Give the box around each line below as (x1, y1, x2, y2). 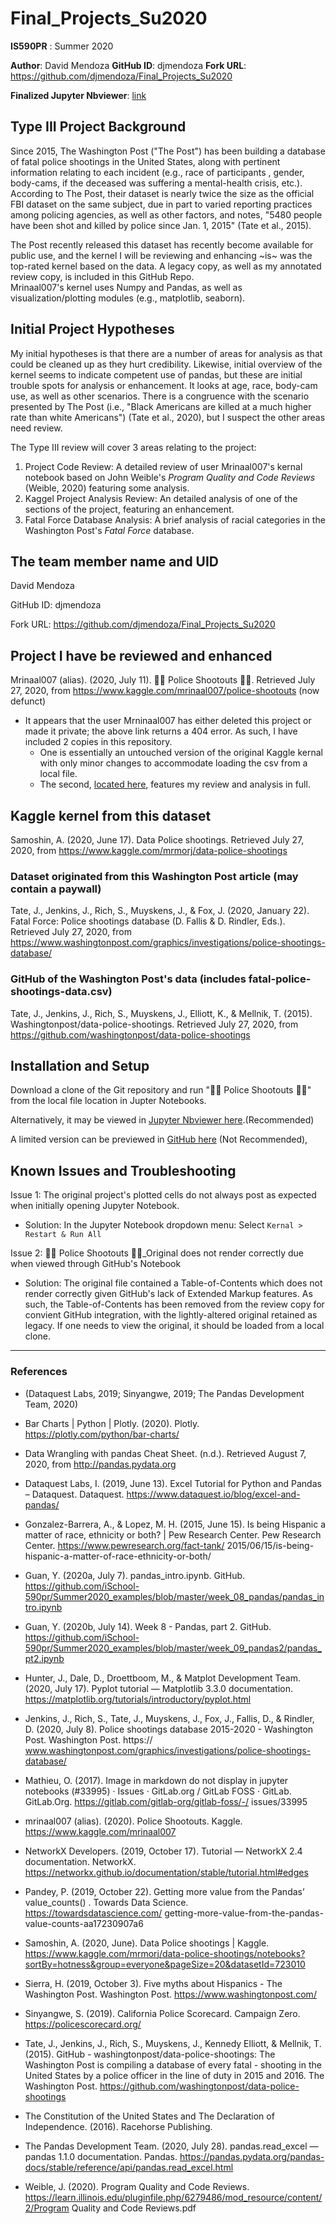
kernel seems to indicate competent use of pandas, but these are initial (10, 368, 303, 381)
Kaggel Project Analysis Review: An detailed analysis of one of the (24, 492, 298, 504)
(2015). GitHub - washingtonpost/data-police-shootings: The (24, 2048, 276, 2060)
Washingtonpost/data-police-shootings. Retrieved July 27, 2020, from (10, 1018, 299, 1030)
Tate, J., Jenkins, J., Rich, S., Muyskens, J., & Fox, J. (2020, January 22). (10, 905, 310, 917)
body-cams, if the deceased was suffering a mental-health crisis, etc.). (10, 177, 303, 189)
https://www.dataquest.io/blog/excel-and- (126, 1488, 301, 1500)
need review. (10, 422, 63, 434)
